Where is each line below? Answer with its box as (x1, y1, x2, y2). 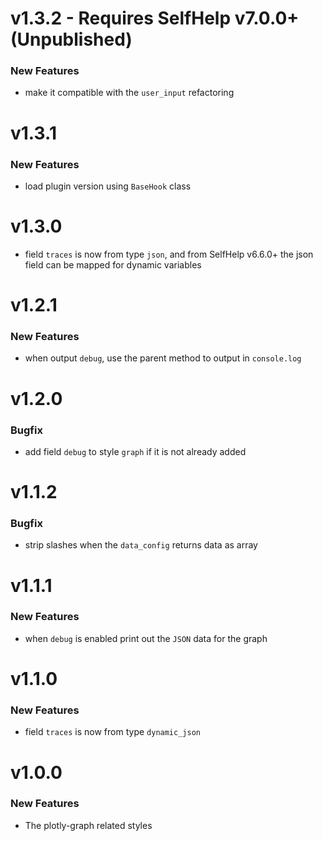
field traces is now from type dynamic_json (24, 726, 201, 738)
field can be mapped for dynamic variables (24, 258, 202, 271)
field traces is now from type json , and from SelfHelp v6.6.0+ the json (24, 248, 314, 260)
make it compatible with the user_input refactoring (24, 87, 235, 99)
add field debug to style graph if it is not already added (24, 445, 247, 457)
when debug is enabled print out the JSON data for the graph (24, 632, 268, 644)
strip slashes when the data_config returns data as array (24, 539, 258, 551)
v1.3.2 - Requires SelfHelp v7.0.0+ (10, 7, 300, 30)
